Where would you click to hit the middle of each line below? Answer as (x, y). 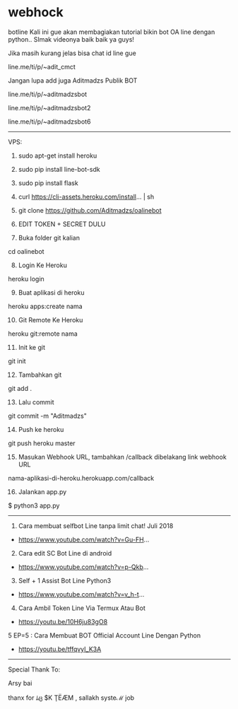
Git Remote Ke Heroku (50, 320)
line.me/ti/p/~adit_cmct (42, 66)
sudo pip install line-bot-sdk (59, 169)
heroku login (26, 279)
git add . (20, 388)
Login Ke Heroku (43, 265)
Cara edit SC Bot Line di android (65, 553)
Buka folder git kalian (49, 238)
